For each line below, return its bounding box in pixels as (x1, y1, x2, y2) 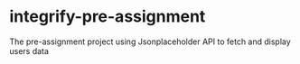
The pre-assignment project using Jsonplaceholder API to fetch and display (9, 36, 291, 47)
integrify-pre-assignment (9, 6, 206, 27)
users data (9, 45, 50, 56)
